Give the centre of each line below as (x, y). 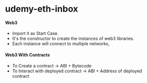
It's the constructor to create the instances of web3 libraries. (73, 39)
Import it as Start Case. (35, 33)
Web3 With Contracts (28, 55)
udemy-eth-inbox (42, 9)
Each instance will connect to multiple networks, (61, 44)
